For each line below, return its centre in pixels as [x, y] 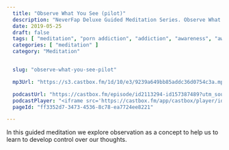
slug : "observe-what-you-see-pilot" [65, 70]
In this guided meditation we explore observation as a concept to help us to [112, 132]
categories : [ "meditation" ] [55, 45]
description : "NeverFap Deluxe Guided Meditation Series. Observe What [117, 20]
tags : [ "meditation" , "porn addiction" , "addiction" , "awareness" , [112, 39]
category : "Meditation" [46, 52]
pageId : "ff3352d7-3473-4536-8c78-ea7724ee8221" [83, 107]
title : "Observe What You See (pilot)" [69, 13]
